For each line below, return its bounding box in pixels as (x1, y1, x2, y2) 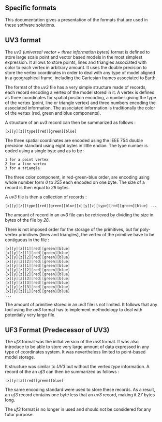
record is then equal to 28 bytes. (5, 184, 70, 190)
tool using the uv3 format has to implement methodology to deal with (5, 306, 143, 313)
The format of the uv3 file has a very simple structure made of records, (5, 84, 147, 90)
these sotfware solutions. (5, 22, 56, 28)
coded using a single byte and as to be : (5, 148, 85, 154)
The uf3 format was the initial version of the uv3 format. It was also (5, 339, 139, 345)
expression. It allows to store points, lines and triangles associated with (5, 59, 147, 65)
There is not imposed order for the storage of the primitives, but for (5, 226, 139, 232)
